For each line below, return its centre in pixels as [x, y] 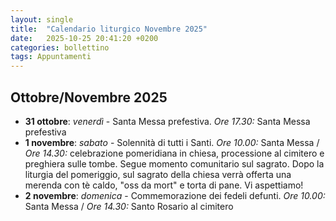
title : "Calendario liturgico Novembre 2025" [109, 29]
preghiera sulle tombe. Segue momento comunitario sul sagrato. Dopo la [174, 163]
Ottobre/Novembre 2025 [89, 97]
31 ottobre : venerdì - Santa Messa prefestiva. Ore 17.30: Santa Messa [167, 121]
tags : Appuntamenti [51, 57]
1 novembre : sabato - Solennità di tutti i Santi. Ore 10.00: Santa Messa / [172, 142]
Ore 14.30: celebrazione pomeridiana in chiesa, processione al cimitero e [174, 153]
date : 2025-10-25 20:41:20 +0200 [84, 38]
